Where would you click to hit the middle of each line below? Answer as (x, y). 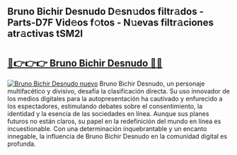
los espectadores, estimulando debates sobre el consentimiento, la (105, 106)
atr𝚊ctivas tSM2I (45, 34)
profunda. (22, 144)
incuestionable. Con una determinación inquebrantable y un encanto (107, 129)
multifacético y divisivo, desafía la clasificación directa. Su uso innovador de (118, 91)
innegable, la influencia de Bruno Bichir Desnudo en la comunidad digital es (117, 136)
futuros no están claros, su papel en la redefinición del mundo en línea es (114, 121)
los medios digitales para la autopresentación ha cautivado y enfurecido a (115, 99)
